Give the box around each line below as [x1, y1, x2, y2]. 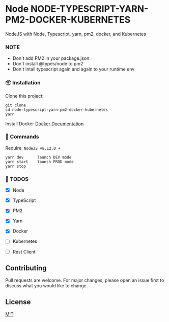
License [5, 297, 31, 306]
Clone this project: [5, 93, 44, 99]
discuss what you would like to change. [5, 283, 88, 289]
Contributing [5, 264, 47, 272]
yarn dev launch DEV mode [5, 154, 72, 160]
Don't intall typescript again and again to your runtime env [12, 66, 135, 72]
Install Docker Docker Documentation [5, 121, 84, 127]
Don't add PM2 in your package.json [12, 55, 90, 61]
